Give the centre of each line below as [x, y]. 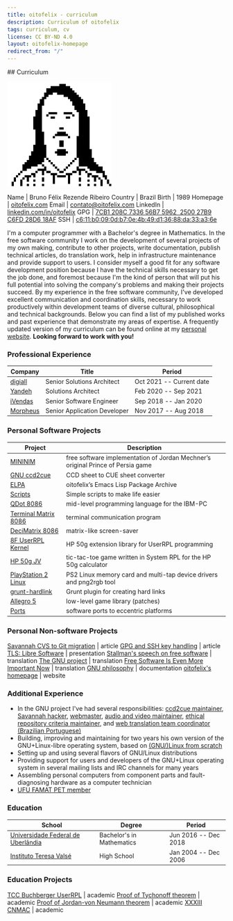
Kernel [19, 548]
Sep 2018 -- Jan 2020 [168, 401]
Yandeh [21, 391]
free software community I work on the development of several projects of [113, 240]
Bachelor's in [118, 835]
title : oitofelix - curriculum [52, 15]
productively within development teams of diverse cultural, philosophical [111, 307]
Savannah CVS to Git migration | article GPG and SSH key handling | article [114, 646]
